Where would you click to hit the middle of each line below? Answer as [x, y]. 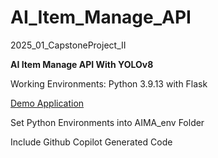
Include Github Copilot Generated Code [91, 142]
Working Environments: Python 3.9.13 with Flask [109, 83]
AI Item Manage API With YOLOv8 [82, 64]
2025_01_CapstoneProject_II [68, 45]
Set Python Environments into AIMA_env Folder [107, 122]
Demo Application [47, 103]
